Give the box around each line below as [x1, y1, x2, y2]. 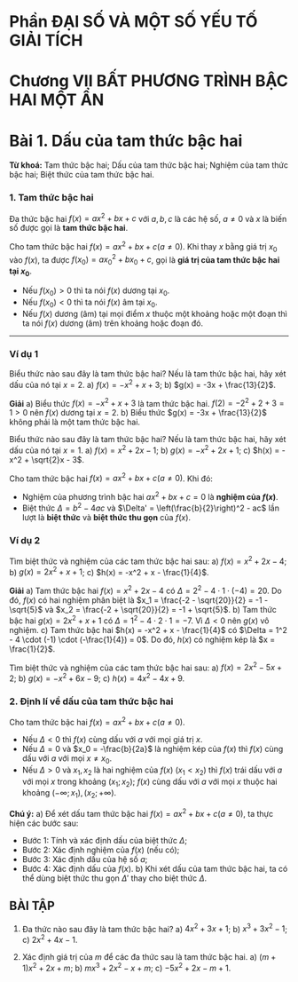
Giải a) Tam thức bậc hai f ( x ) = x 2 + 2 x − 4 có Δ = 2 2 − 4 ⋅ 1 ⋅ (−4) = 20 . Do [9, 584, 282, 597]
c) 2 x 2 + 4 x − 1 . [21, 933, 78, 945]
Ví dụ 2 [9, 534, 41, 546]
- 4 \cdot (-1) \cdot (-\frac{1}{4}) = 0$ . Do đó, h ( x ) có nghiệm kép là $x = [9, 634, 276, 645]
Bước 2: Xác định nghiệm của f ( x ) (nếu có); [21, 844, 180, 855]
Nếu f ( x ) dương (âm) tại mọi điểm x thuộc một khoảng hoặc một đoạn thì [21, 308, 288, 319]
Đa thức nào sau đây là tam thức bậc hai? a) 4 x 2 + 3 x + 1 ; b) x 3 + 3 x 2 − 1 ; [21, 922, 288, 934]
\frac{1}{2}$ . [9, 643, 56, 654]
